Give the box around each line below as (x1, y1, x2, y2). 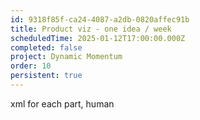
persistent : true (10, 71, 83, 81)
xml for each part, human (10, 97, 115, 110)
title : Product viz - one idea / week (10, 24, 172, 34)
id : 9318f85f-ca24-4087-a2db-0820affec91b (10, 14, 190, 25)
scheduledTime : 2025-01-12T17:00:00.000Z (10, 33, 186, 43)
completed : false (10, 42, 83, 53)
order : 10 (10, 61, 52, 71)
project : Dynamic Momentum (10, 52, 123, 62)
